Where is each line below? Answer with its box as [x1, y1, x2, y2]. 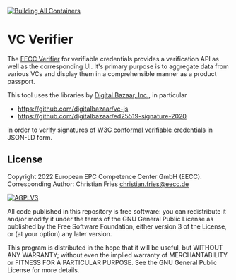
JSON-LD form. [7, 133, 53, 141]
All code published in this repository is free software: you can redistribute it [7, 207, 226, 215]
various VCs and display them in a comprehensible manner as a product [7, 69, 217, 78]
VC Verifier [7, 32, 74, 47]
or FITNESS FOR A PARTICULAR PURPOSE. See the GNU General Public [7, 258, 218, 267]
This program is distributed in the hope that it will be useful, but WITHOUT [7, 243, 223, 252]
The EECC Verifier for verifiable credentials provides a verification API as [7, 54, 219, 63]
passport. [7, 77, 35, 85]
